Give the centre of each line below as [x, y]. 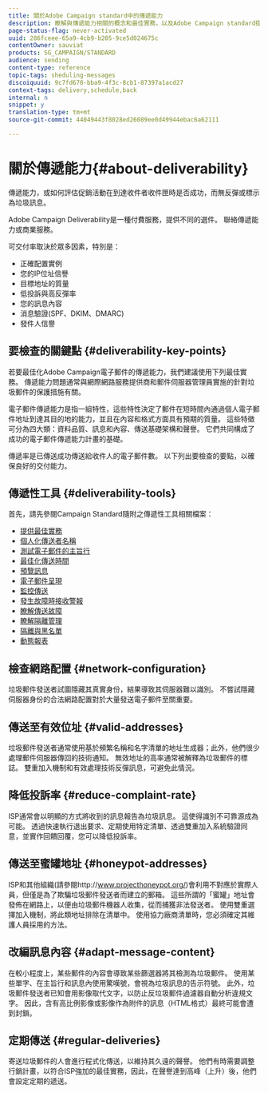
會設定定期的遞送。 [40, 1081]
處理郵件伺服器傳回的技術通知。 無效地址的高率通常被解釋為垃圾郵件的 [124, 758]
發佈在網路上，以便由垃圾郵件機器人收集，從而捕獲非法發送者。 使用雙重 [128, 904]
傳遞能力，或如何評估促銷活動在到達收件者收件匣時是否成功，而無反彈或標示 [134, 192]
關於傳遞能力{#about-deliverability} [128, 169]
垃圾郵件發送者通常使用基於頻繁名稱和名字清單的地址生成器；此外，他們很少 [134, 748]
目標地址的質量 [44, 283]
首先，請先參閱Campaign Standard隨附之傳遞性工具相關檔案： [111, 514]
